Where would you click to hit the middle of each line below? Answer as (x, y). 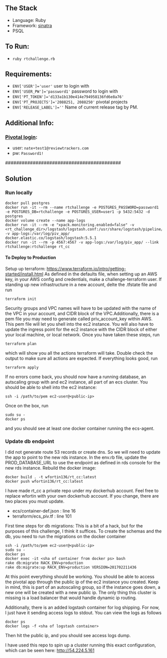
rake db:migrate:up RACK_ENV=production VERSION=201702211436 (71, 567)
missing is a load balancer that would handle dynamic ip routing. (71, 598)
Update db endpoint (30, 441)
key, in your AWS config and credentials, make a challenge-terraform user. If (83, 279)
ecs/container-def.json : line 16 (44, 511)
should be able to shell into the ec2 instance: (51, 388)
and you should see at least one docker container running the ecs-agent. (80, 428)
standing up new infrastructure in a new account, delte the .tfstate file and (81, 285)
